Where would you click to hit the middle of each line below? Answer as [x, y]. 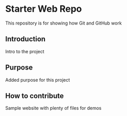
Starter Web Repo [44, 9]
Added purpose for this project [38, 80]
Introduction [26, 39]
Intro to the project [25, 51]
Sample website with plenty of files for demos [54, 108]
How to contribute [35, 96]
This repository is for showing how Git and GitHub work [63, 23]
